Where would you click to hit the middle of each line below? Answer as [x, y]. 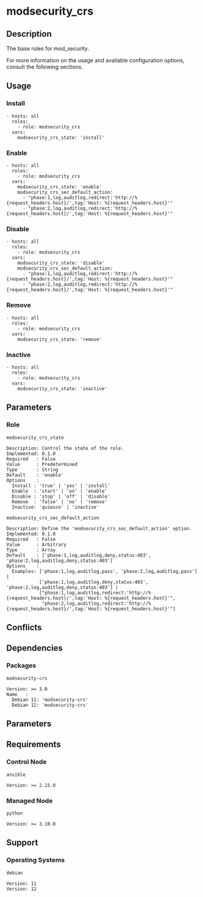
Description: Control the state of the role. [65, 448]
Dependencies [34, 648]
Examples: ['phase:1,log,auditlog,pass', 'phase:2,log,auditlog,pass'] [105, 571]
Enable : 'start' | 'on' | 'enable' [60, 491]
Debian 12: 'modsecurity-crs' [50, 705]
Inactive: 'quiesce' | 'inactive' [55, 507]
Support [22, 843]
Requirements [34, 744]
